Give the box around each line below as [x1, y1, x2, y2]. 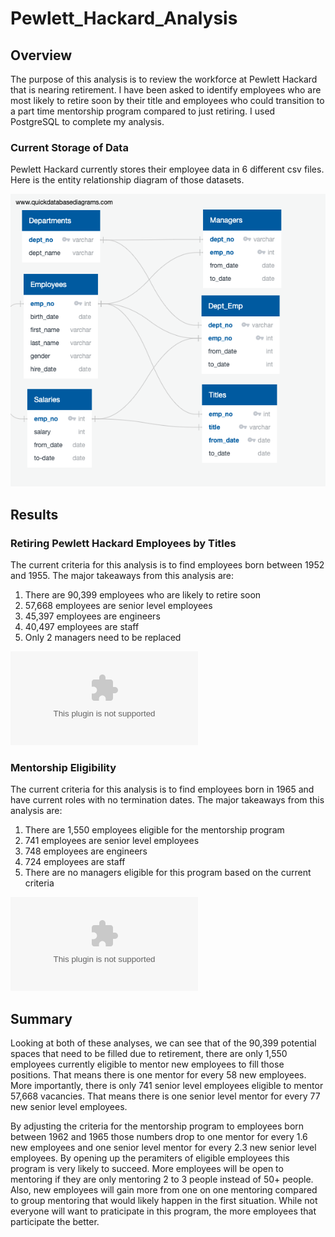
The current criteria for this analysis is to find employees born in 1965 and [10, 783, 315, 796]
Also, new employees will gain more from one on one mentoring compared [10, 1184, 318, 1196]
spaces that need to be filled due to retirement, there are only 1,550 [10, 1048, 288, 1060]
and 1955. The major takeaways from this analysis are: [10, 569, 235, 581]
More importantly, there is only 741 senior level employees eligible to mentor [10, 1080, 324, 1092]
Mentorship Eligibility [10, 760, 117, 774]
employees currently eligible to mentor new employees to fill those [10, 1058, 285, 1071]
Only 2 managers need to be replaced [24, 631, 182, 643]
